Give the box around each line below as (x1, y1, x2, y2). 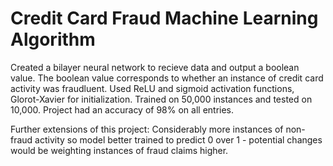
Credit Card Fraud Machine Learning (10, 7, 319, 30)
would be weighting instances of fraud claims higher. (10, 144, 229, 156)
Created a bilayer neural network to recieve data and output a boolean (10, 61, 300, 73)
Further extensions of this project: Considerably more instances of (10, 123, 284, 135)
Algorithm (10, 28, 96, 51)
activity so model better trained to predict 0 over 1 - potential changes (34, 133, 323, 146)
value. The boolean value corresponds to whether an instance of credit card (10, 72, 324, 84)
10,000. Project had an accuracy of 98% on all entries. (10, 103, 235, 116)
